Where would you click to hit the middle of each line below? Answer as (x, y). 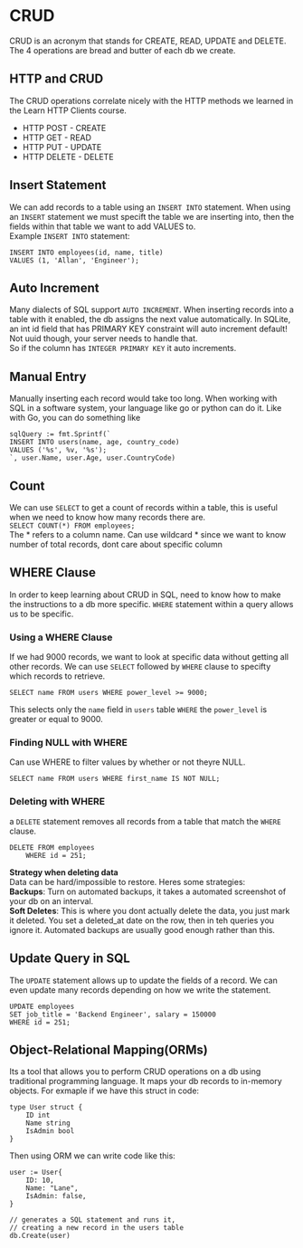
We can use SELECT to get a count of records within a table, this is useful (144, 507)
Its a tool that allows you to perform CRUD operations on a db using (135, 1072)
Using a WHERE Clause (61, 637)
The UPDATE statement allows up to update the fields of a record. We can (143, 980)
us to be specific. (42, 614)
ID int (38, 1115)
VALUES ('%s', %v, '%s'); (58, 450)
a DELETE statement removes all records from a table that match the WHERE (146, 821)
